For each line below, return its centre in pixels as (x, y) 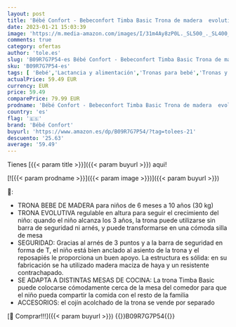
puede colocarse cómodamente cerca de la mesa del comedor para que (122, 288)
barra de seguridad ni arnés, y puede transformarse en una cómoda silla (122, 228)
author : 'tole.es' (34, 53)
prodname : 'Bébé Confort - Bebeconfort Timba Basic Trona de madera (110, 105)
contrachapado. (40, 273)
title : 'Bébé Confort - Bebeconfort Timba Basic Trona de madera (105, 20)
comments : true (29, 40)
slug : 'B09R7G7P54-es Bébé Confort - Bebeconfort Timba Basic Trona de (114, 60)
